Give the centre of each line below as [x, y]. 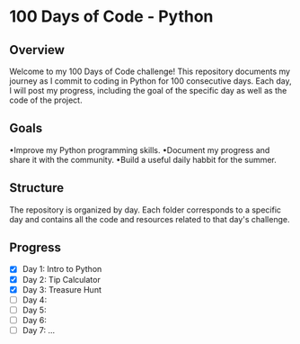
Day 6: [35, 320]
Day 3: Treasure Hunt [62, 289]
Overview [37, 50]
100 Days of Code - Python [111, 17]
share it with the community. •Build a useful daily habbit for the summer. [143, 159]
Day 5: [34, 310]
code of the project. [46, 100]
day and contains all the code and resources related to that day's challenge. [150, 219]
